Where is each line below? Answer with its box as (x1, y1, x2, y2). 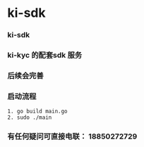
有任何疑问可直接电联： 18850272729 (7, 132, 138, 141)
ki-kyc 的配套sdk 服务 (7, 51, 83, 60)
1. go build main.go (7, 108, 68, 115)
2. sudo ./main (7, 114, 52, 121)
